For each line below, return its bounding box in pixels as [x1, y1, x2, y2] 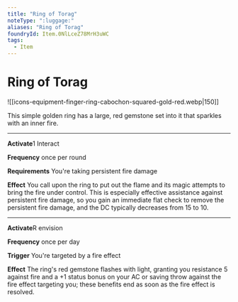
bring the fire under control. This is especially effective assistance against [7, 188, 223, 196]
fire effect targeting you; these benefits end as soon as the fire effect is [7, 280, 215, 288]
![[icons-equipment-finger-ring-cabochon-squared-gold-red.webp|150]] [7, 97, 220, 106]
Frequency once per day [7, 237, 80, 246]
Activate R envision [7, 223, 63, 232]
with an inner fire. [7, 119, 59, 127]
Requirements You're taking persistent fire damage [7, 166, 158, 175]
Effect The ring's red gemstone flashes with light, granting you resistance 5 [7, 264, 228, 274]
